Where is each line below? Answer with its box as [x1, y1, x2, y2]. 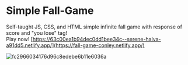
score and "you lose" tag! [6, 29, 68, 36]
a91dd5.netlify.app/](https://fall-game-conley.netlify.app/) [6, 42, 145, 49]
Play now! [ [6, 35, 33, 42]
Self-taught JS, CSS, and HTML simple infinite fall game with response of [6, 23, 183, 30]
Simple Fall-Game [6, 4, 95, 17]
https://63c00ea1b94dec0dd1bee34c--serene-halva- [32, 35, 162, 42]
